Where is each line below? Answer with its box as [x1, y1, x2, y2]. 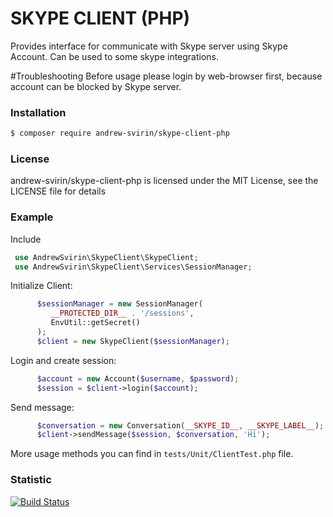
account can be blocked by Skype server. [10, 80, 182, 92]
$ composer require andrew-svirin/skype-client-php [10, 128, 230, 139]
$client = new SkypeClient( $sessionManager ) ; [36, 336, 230, 346]
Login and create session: [10, 354, 117, 366]
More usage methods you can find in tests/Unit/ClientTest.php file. [10, 448, 294, 460]
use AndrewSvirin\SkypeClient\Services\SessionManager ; [14, 262, 253, 272]
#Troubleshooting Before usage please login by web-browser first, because [10, 70, 323, 82]
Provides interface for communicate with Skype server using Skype [10, 40, 288, 52]
